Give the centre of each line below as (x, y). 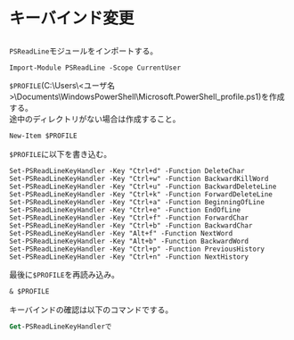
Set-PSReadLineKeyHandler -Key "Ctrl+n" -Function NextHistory (129, 257)
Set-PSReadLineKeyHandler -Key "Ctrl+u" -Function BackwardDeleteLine (143, 187)
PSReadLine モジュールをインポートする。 (84, 51)
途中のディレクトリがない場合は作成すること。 (95, 119)
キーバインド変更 (72, 18)
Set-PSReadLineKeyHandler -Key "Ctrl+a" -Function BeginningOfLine (137, 203)
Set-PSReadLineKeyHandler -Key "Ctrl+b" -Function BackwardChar (131, 226)
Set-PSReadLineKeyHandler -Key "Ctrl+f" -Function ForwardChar (129, 218)
